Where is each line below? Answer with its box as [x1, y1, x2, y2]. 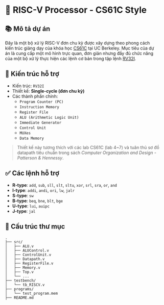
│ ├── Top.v [5, 270, 34, 275]
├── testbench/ [5, 278, 36, 283]
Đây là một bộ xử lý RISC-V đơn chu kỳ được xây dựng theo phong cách [5, 40, 150, 46]
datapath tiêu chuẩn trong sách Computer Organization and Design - [17, 150, 157, 155]
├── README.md [5, 295, 34, 301]
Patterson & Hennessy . [17, 154, 64, 161]
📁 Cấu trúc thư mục [5, 223, 65, 231]
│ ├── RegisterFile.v [5, 261, 54, 266]
